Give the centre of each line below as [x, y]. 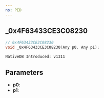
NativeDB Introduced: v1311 [35, 57]
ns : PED [14, 10]
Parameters [24, 72]
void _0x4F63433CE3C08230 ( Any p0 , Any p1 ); [53, 47]
